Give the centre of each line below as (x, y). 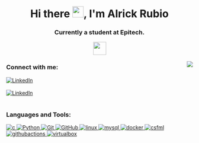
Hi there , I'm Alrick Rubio (99, 14)
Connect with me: (32, 67)
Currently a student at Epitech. (99, 33)
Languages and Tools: (38, 115)
